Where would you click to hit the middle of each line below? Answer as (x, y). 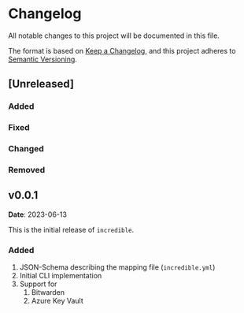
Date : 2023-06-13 (37, 214)
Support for (38, 284)
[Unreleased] (41, 84)
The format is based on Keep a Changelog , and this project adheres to (122, 50)
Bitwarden (48, 293)
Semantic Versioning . (43, 59)
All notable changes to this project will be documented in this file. (114, 35)
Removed (27, 170)
